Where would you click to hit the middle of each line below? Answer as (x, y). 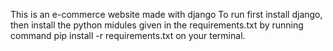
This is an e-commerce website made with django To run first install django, (166, 14)
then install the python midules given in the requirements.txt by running (157, 25)
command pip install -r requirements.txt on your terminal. (128, 35)
